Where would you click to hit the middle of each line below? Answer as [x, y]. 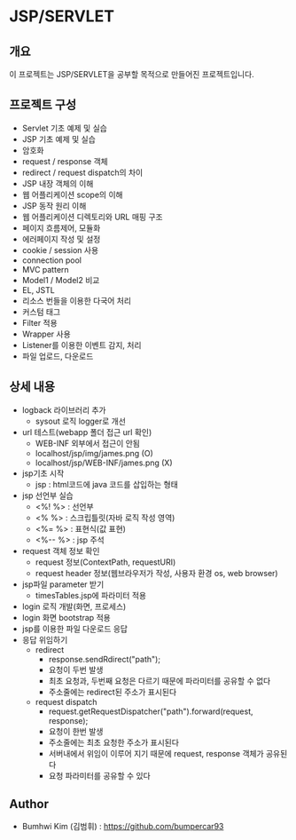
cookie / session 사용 [60, 250]
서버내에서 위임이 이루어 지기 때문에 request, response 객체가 [156, 753]
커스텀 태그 [41, 312]
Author [29, 804]
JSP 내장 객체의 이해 [58, 183]
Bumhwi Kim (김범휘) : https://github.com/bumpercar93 [123, 827]
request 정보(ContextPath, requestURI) [105, 562]
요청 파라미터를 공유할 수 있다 [99, 775]
